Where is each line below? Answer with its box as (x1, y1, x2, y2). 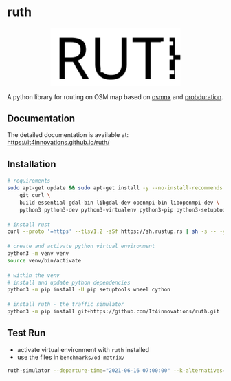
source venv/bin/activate (7, 257, 81, 264)
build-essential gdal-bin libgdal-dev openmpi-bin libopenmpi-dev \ (19, 199, 220, 206)
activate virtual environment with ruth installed (16, 345, 150, 353)
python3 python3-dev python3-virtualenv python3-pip (19, 206, 174, 214)
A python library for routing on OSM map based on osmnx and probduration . (7, 92, 223, 101)
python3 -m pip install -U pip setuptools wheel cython (7, 287, 170, 294)
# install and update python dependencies (7, 279, 131, 286)
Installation (7, 158, 56, 169)
